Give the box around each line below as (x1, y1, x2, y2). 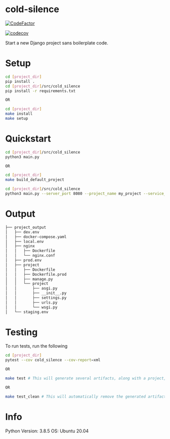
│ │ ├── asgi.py (5, 286, 58, 291)
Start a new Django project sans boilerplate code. (5, 39, 109, 46)
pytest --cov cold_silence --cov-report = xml (5, 358, 101, 363)
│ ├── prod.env (5, 258, 42, 263)
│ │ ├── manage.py (5, 276, 53, 281)
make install (5, 111, 33, 117)
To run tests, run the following (5, 343, 68, 349)
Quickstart (5, 133, 52, 144)
